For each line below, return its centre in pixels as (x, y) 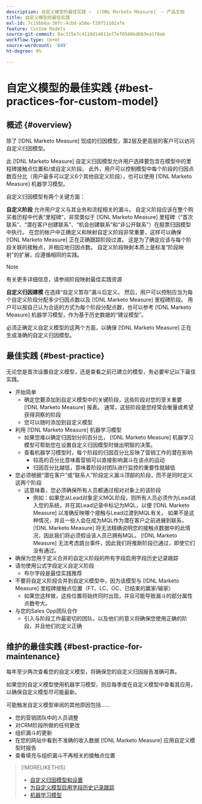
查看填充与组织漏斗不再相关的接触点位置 (65, 756)
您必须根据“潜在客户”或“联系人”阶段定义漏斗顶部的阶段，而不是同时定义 (104, 475)
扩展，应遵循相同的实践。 (51, 255)
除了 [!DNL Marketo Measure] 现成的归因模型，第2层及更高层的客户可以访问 (101, 141)
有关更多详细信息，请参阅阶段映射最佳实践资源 (64, 279)
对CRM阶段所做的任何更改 (47, 726)
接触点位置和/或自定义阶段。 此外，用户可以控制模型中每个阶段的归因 (103, 168)
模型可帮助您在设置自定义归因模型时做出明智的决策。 (90, 445)
